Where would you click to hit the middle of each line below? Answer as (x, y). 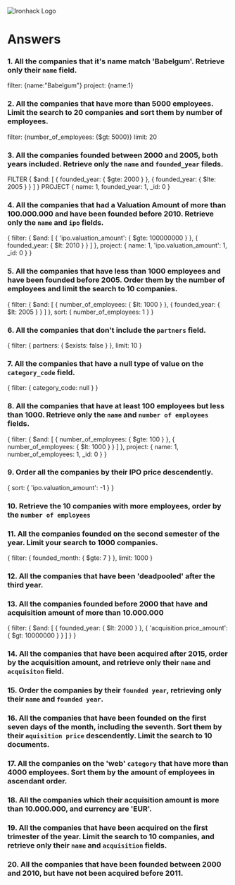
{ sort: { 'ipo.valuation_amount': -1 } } (61, 487)
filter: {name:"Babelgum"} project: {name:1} (70, 85)
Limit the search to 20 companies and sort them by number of (115, 113)
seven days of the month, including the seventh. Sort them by (115, 727)
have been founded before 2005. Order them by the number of (116, 280)
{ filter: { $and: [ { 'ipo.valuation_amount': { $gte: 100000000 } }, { (103, 238)
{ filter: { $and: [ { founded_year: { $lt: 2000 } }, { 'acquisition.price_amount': (118, 628)
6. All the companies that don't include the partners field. (107, 330)
